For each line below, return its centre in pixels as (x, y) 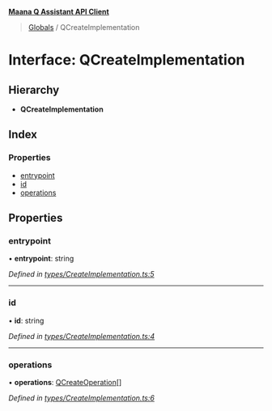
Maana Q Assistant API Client (59, 12)
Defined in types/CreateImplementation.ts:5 (82, 274)
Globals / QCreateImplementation (84, 27)
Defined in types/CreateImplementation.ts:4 (82, 336)
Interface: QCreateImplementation (127, 60)
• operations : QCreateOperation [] (65, 382)
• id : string (26, 320)
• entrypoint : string (41, 259)
